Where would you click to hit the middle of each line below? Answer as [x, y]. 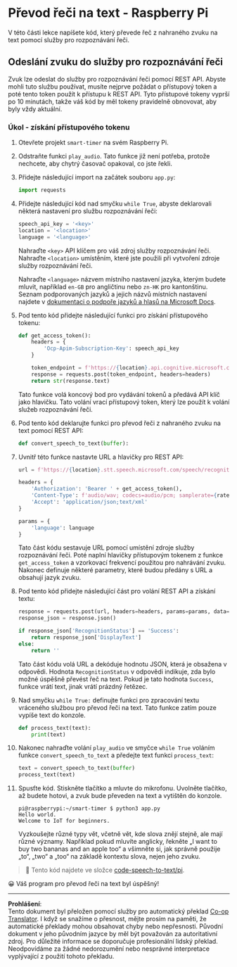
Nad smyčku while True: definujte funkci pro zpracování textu [109, 700]
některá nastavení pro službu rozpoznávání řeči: [88, 211]
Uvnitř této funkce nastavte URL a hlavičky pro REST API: [101, 457]
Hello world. [37, 815]
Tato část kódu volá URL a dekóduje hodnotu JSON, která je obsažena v [122, 664]
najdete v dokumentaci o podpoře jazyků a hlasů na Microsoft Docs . [117, 301]
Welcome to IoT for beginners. [64, 821]
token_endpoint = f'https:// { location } [90, 368]
